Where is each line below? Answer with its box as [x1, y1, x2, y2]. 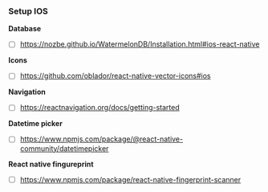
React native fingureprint [8, 159, 94, 169]
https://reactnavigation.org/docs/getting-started [19, 103, 181, 112]
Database [8, 24, 42, 34]
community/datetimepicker [19, 143, 109, 153]
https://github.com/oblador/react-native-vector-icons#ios [19, 71, 211, 81]
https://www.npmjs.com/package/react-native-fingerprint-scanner [19, 174, 242, 184]
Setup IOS [8, 6, 48, 17]
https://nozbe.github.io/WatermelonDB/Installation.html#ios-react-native [19, 39, 260, 49]
